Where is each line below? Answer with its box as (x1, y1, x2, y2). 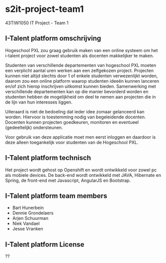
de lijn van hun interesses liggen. (5, 99, 73, 105)
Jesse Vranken (12, 226, 43, 232)
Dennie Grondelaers (12, 210, 54, 216)
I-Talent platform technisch (5, 154, 91, 162)
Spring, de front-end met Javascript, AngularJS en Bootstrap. (5, 177, 131, 183)
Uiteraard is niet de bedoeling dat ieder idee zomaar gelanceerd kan (5, 108, 145, 114)
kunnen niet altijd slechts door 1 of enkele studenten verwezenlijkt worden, (5, 73, 158, 79)
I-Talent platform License (5, 240, 84, 249)
